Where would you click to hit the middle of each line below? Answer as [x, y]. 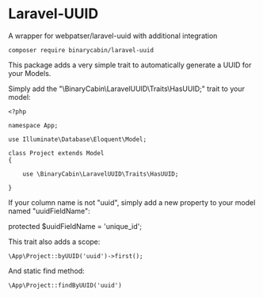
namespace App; [33, 125]
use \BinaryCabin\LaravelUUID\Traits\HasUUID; [101, 174]
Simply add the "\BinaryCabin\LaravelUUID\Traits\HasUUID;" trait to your [127, 89]
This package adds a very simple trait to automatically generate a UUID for [130, 65]
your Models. [30, 73]
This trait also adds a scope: [54, 242]
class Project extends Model [56, 153]
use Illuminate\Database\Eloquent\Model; [78, 139]
